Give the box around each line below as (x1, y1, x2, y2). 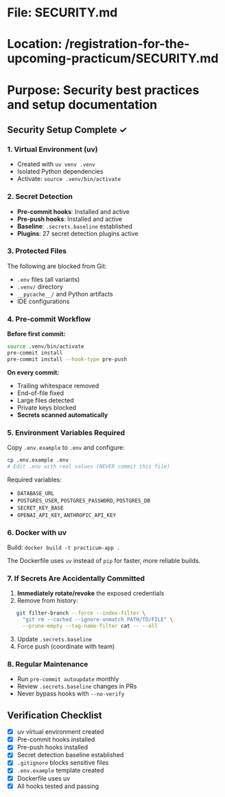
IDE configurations (16, 297, 70, 305)
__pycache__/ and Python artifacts (16, 289, 113, 298)
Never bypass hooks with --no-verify (16, 689, 125, 698)
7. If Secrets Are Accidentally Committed (7, 574, 145, 584)
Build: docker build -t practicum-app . (7, 543, 120, 551)
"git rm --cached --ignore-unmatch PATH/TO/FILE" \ (22, 616, 174, 623)
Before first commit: (7, 330, 66, 338)
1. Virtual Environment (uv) (7, 144, 98, 154)
